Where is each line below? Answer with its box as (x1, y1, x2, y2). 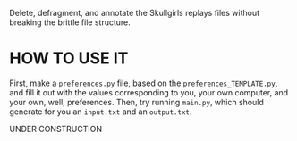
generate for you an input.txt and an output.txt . (9, 106, 192, 117)
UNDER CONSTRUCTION (9, 123, 103, 134)
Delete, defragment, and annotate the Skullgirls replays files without (9, 8, 260, 18)
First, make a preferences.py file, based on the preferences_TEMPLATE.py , (9, 78, 278, 88)
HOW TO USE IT (9, 48, 129, 69)
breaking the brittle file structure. (9, 17, 132, 28)
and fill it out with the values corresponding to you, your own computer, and (9, 87, 289, 97)
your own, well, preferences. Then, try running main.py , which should (9, 96, 264, 107)
